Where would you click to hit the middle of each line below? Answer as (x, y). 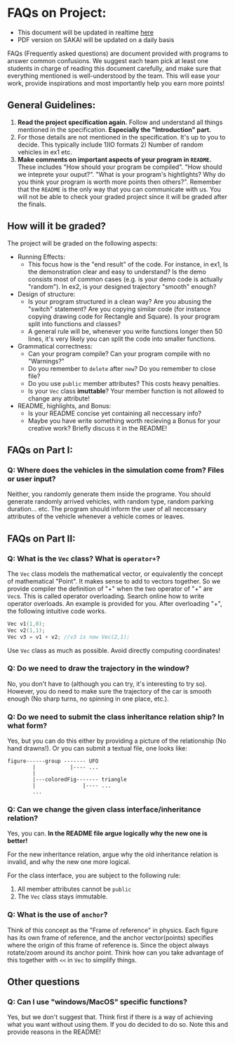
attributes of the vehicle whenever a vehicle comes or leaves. (96, 516)
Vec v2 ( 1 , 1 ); (26, 630)
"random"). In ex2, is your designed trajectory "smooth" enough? (122, 286)
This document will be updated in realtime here (86, 32)
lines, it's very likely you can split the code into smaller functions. (122, 339)
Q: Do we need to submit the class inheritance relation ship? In (116, 717)
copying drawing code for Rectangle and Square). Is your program (123, 316)
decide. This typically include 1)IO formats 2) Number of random (110, 144)
